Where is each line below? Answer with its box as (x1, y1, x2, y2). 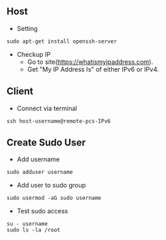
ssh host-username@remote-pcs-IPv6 (6, 117, 111, 125)
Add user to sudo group (16, 181, 86, 189)
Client (6, 86, 34, 98)
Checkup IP (16, 50, 51, 58)
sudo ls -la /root (6, 227, 60, 234)
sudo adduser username (6, 168, 73, 176)
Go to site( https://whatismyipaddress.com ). (27, 58, 153, 66)
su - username (6, 220, 49, 227)
